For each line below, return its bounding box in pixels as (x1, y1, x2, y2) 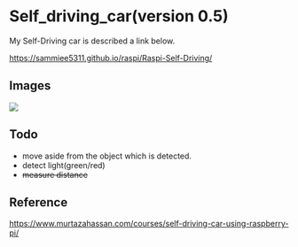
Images (9, 78, 51, 94)
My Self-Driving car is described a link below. (9, 35, 176, 46)
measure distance (21, 169, 89, 180)
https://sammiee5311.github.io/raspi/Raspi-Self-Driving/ (9, 52, 213, 63)
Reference (9, 195, 68, 210)
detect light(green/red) (21, 159, 106, 170)
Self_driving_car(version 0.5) (9, 6, 229, 27)
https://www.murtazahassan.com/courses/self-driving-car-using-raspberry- (9, 219, 289, 229)
